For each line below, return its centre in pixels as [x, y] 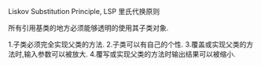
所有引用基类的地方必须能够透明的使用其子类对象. [88, 28]
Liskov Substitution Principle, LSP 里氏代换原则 [84, 11]
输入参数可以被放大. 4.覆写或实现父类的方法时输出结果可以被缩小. [130, 54]
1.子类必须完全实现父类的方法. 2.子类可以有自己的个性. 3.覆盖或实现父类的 [127, 44]
